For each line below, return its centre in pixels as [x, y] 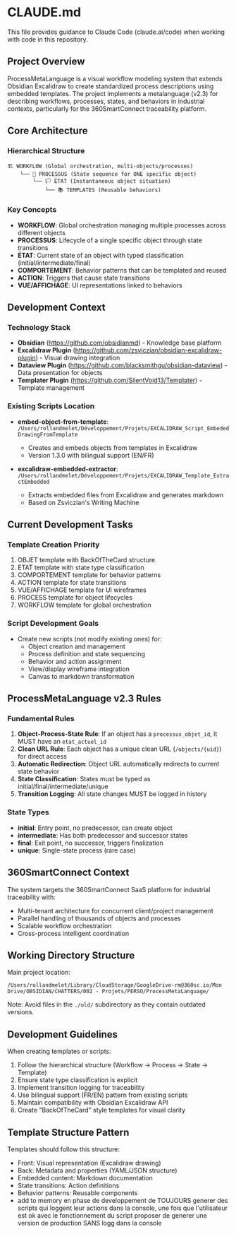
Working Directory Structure [71, 955]
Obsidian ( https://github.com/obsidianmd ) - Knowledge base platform [119, 343]
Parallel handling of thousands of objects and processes [99, 918]
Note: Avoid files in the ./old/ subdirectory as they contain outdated [106, 1004]
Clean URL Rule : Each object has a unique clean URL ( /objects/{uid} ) [119, 749]
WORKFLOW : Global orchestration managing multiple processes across [122, 225]
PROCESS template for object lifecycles [75, 598]
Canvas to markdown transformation [81, 676]
